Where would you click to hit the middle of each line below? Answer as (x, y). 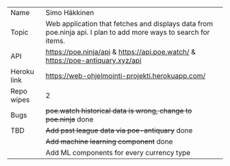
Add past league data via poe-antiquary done (119, 130)
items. (55, 41)
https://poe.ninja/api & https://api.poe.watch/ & (121, 52)
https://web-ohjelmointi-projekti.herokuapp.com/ (126, 76)
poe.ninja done (69, 119)
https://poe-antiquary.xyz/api (93, 60)
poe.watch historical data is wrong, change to (119, 111)
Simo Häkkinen (70, 13)
